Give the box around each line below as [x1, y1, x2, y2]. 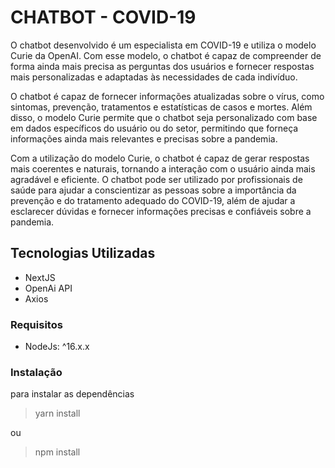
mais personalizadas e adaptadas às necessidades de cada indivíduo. [10, 71, 298, 83]
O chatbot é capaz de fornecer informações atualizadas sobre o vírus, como [10, 90, 325, 102]
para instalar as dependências [10, 388, 135, 400]
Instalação [10, 365, 63, 379]
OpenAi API [24, 282, 73, 294]
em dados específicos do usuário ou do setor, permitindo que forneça [10, 122, 299, 134]
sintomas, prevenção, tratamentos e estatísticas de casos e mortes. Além [10, 101, 313, 113]
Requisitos [10, 317, 63, 331]
